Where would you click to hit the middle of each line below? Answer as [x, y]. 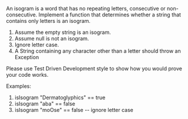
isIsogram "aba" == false [45, 104]
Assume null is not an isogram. [52, 38]
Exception [27, 57]
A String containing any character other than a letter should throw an [98, 51]
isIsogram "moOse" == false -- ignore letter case [74, 110]
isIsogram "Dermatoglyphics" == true [60, 97]
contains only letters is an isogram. [48, 21]
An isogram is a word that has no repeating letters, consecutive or [86, 8]
